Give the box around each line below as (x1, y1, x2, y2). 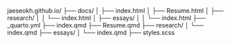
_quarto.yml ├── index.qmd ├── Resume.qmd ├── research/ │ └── (7, 21, 204, 29)
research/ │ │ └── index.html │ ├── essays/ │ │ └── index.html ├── (7, 14, 206, 22)
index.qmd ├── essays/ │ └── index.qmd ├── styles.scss (7, 28, 175, 36)
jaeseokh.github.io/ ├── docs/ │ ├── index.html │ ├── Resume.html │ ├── (7, 7, 224, 14)
